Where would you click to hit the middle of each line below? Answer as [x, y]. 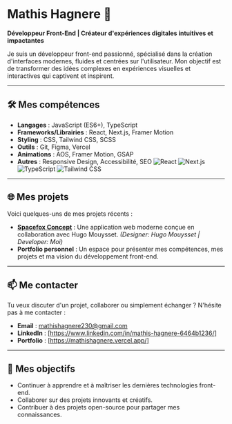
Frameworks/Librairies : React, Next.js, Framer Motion [95, 132]
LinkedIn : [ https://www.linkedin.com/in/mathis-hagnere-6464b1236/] [117, 333]
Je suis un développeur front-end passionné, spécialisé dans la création [110, 54]
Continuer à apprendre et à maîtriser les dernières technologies [107, 385]
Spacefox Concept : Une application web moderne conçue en [106, 227]
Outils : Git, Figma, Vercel [54, 147]
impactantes [26, 40]
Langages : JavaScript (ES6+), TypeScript [77, 125]
